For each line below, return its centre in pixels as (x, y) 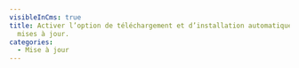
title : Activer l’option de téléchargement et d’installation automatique (151, 26)
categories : (31, 42)
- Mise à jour (43, 50)
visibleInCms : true (45, 17)
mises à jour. (43, 34)
